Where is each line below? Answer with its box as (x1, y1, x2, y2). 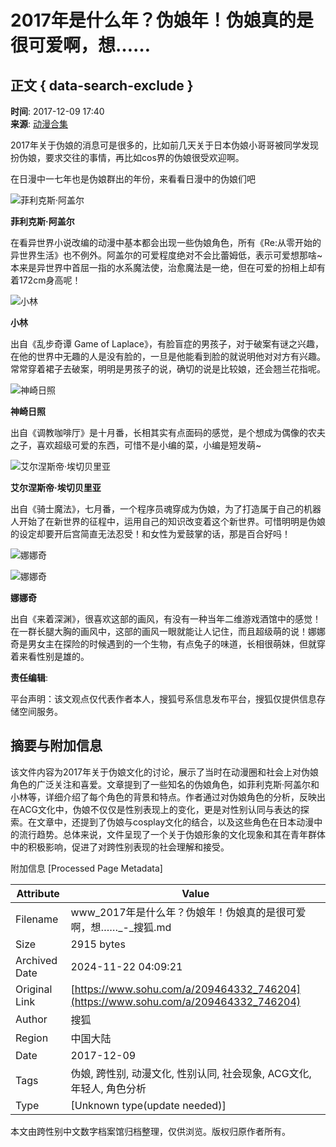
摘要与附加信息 (10, 737, 103, 755)
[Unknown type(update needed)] (70, 1098, 227, 1112)
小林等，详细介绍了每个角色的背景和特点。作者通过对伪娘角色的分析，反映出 (10, 791, 326, 803)
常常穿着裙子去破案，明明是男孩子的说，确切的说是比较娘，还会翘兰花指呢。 (10, 363, 326, 375)
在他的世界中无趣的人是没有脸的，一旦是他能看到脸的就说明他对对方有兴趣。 (10, 351, 326, 362)
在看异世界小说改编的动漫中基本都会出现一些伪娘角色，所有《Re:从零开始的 (10, 237, 322, 248)
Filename (15, 912, 59, 926)
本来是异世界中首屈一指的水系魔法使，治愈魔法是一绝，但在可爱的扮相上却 (10, 262, 317, 273)
